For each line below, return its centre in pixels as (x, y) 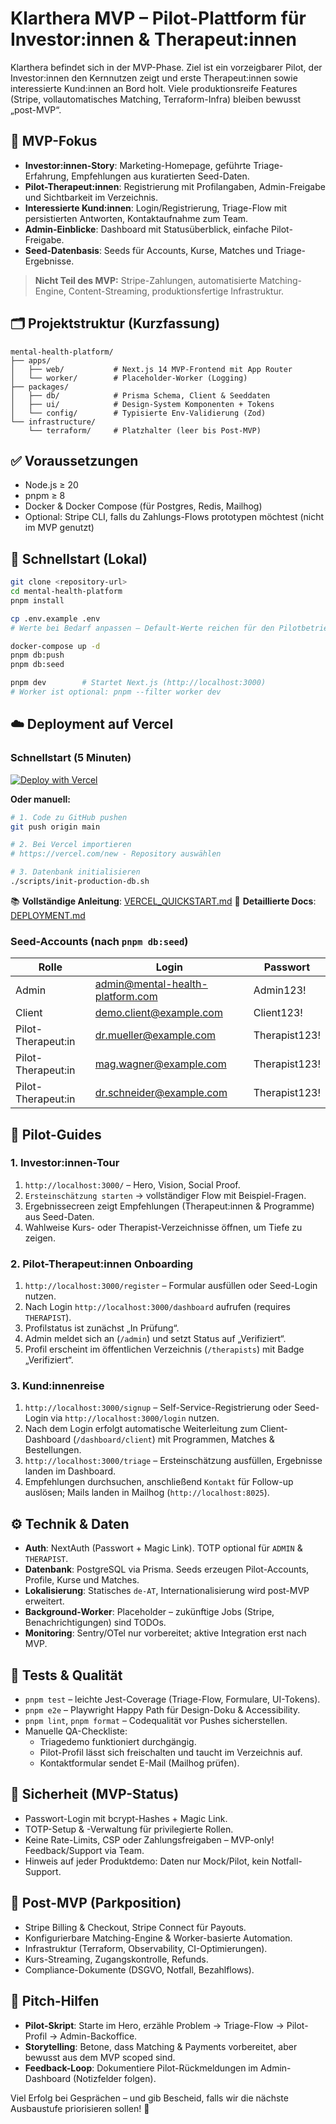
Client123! (278, 1013)
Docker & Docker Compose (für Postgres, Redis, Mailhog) (143, 506)
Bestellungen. (53, 1450)
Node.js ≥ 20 (51, 485)
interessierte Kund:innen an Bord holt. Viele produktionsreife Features (154, 88)
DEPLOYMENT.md (48, 915)
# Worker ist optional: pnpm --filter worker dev (116, 692)
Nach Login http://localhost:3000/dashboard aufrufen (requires (157, 1307)
